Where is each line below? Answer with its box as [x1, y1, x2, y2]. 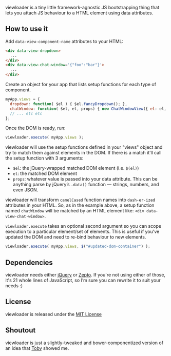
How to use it [5, 25, 48, 33]
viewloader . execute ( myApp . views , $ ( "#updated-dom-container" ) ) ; [5, 244, 150, 249]
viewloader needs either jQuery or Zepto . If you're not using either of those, [5, 272, 166, 278]
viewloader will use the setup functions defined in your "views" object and [5, 144, 163, 150]
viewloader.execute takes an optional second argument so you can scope [5, 223, 162, 229]
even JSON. [12, 187, 39, 193]
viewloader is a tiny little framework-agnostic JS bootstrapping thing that [5, 5, 160, 10]
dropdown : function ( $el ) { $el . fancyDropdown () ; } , [10, 101, 127, 107]
